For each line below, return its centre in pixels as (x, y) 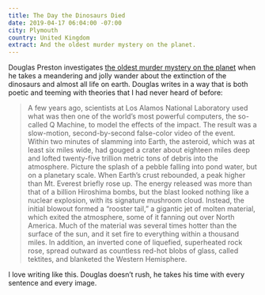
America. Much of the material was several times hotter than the (132, 225)
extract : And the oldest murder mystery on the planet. (102, 45)
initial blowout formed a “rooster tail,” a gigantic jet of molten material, (141, 209)
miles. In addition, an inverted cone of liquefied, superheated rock (135, 243)
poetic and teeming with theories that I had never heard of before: (115, 93)
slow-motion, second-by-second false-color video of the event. (131, 133)
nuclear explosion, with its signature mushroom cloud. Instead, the (136, 200)
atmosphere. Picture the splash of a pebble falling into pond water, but (142, 167)
